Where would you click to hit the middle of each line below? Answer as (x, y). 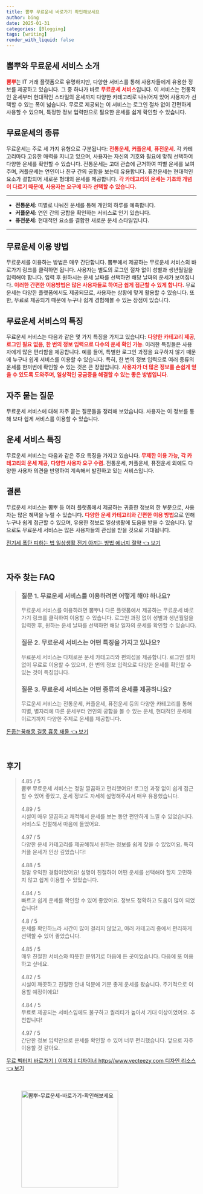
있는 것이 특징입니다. (45, 672)
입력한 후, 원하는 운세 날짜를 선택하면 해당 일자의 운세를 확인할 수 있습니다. (109, 625)
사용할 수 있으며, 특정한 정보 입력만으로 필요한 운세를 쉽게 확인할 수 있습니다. (96, 112)
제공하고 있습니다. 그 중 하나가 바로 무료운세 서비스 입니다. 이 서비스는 (98, 89)
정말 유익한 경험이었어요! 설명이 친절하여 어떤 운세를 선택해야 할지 (98, 872)
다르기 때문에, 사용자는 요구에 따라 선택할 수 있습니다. (75, 186)
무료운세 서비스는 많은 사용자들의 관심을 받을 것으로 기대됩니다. (96, 530)
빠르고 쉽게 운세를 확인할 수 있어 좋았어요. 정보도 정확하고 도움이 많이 (102, 900)
